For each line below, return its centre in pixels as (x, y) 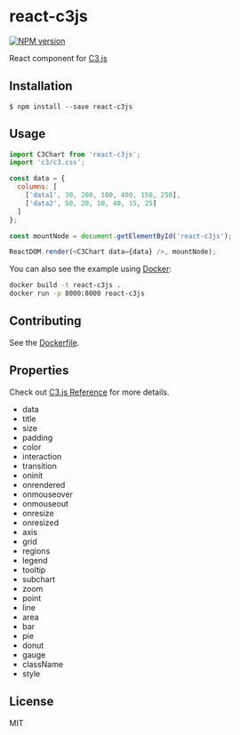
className (43, 664)
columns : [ (37, 187)
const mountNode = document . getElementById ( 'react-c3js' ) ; (121, 236)
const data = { (37, 179)
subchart (39, 579)
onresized (40, 523)
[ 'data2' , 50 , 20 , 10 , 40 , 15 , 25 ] (91, 203)
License (32, 702)
